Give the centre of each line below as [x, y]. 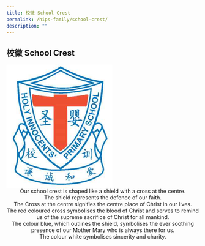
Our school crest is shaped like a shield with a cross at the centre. [103, 191]
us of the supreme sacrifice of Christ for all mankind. [103, 217]
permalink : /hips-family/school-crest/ [57, 19]
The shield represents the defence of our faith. [103, 197]
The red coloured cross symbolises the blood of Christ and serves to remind [103, 211]
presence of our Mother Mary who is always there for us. [103, 230]
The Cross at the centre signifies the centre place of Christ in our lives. [103, 204]
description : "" [27, 26]
